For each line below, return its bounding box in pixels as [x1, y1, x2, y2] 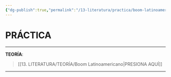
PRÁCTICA [5, 29, 52, 41]
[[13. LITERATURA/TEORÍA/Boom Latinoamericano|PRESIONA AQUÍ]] [17, 61, 163, 67]
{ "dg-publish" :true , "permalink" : [5, 7, 76, 13]
